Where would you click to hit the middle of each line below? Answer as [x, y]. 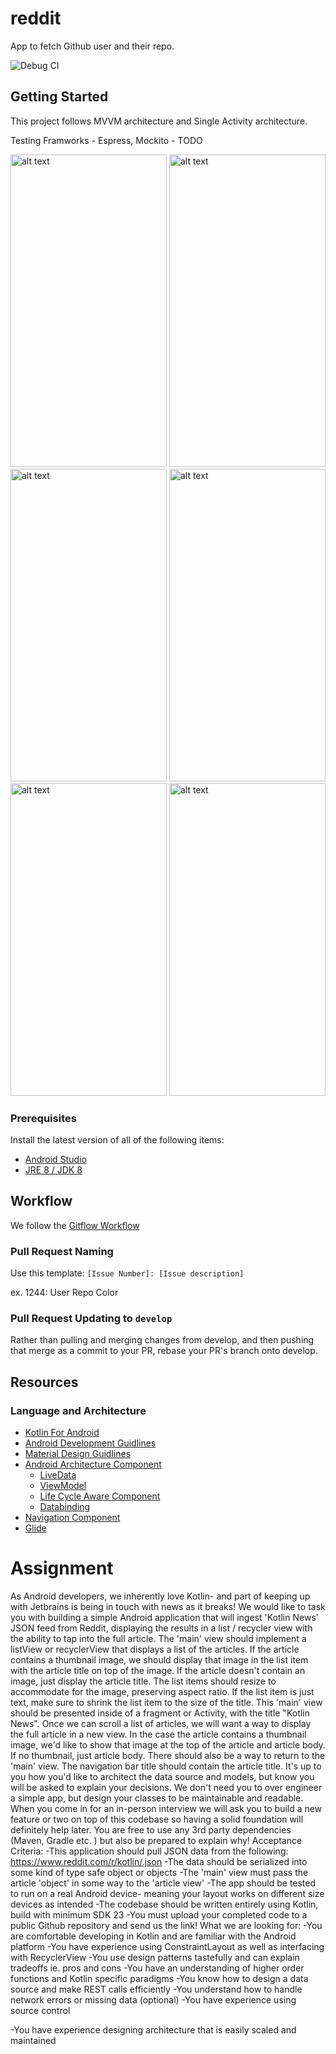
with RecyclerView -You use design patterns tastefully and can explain [155, 1958]
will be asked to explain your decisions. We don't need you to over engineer [166, 1788]
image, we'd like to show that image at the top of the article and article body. [168, 1745]
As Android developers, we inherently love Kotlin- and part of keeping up [160, 1596]
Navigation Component [72, 1518]
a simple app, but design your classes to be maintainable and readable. [157, 1798]
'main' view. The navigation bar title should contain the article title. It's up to [166, 1766]
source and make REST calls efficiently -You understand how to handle [156, 1989]
